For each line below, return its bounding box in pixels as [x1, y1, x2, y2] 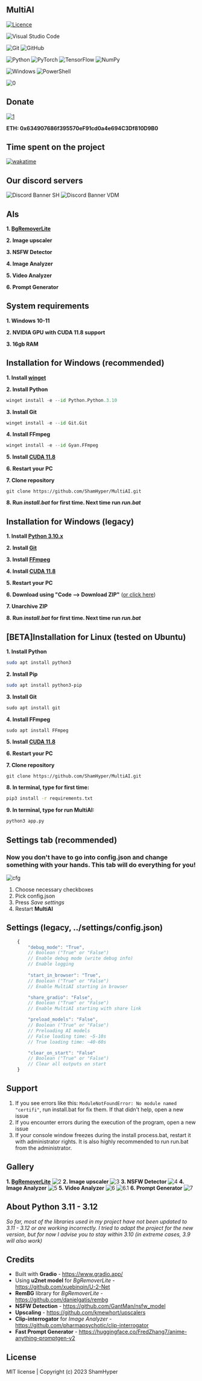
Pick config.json [14, 892, 55, 899]
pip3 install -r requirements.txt [6, 796, 93, 802]
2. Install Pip [6, 670, 38, 678]
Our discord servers [6, 175, 83, 186]
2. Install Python [6, 386, 48, 393]
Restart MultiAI [14, 905, 53, 912]
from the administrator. [14, 1144, 72, 1152]
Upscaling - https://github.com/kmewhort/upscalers [14, 1309, 146, 1316]
